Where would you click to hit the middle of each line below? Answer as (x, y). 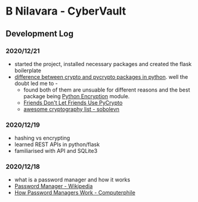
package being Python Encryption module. (77, 96)
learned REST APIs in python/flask (57, 144)
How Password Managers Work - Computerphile (75, 193)
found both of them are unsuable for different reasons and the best (107, 90)
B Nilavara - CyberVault (66, 11)
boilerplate (28, 70)
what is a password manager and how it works (72, 180)
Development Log (40, 34)
